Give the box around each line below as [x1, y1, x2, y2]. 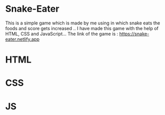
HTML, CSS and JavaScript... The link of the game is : [5, 31, 119, 37]
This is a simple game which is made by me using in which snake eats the [5, 20, 160, 26]
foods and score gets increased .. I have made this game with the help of [5, 25, 159, 31]
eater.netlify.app [5, 36, 40, 42]
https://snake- [119, 31, 150, 37]
